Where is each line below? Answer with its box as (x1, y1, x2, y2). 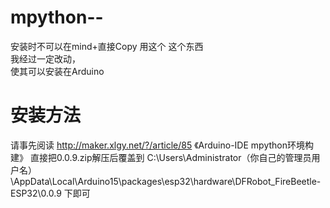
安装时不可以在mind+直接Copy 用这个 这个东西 (10, 40, 204, 52)
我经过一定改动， (10, 52, 81, 65)
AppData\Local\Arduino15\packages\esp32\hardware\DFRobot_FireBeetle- (13, 175, 322, 187)
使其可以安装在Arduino (10, 65, 105, 77)
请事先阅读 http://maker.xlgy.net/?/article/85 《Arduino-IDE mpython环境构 (10, 139, 314, 151)
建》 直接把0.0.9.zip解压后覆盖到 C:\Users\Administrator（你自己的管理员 (10, 151, 312, 163)
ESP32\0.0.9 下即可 (10, 187, 91, 199)
